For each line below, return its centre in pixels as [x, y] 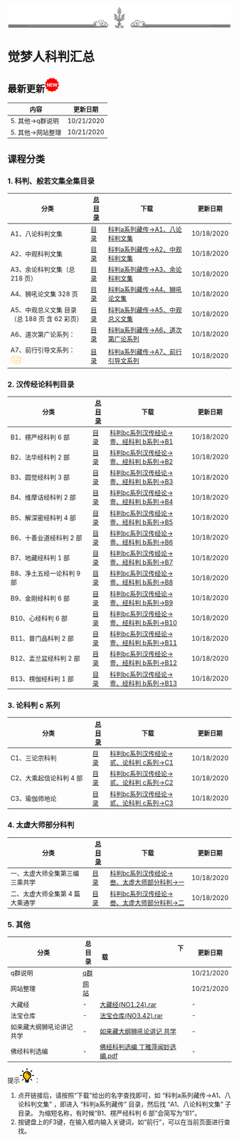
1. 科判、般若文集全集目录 [51, 181]
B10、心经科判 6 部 [39, 618]
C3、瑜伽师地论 [33, 798]
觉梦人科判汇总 [51, 57]
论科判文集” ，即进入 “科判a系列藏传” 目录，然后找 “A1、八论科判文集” [121, 1104]
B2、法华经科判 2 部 [40, 457]
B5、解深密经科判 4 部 [43, 518]
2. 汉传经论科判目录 [41, 384]
